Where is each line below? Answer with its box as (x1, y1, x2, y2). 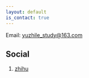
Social (5, 49, 30, 59)
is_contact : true (5, 15, 50, 21)
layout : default (5, 9, 47, 15)
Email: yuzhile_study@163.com (5, 31, 83, 38)
